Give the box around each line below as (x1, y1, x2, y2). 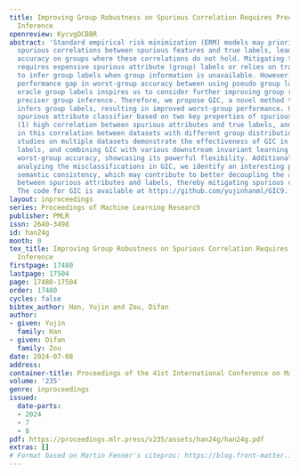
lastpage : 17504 (9, 269, 69, 278)
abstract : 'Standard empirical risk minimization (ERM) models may (9, 37, 265, 47)
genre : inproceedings (9, 385, 90, 394)
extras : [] (9, 443, 50, 452)
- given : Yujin (9, 319, 66, 328)
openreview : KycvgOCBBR (9, 29, 98, 38)
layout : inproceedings (9, 195, 93, 205)
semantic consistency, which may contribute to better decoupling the (17, 170, 285, 179)
